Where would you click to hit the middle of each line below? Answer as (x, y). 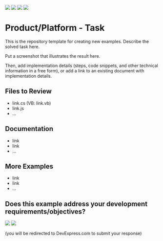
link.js (18, 108)
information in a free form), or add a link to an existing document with (75, 70)
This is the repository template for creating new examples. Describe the (77, 41)
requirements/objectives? (45, 211)
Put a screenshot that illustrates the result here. (53, 56)
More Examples (29, 166)
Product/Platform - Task (55, 28)
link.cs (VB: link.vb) (31, 103)
